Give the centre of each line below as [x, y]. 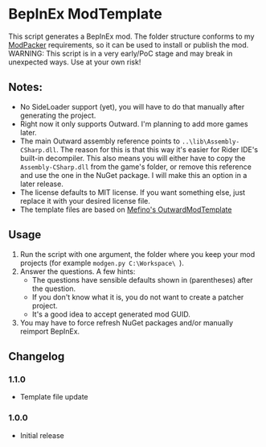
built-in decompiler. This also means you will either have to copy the [133, 158]
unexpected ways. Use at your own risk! [75, 62]
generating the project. [58, 115]
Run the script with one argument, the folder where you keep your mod [137, 254]
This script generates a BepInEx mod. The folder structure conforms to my [131, 36]
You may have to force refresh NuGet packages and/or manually [127, 322]
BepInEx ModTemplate [85, 14]
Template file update [54, 397]
